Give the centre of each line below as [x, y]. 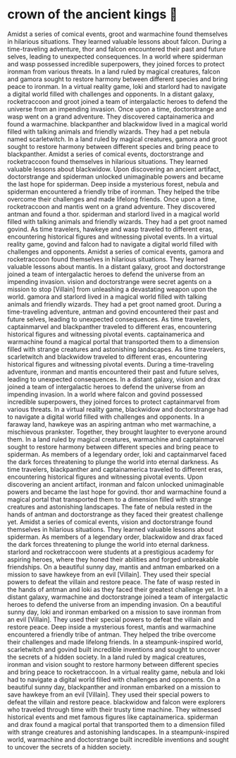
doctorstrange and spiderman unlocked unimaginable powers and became [116, 177]
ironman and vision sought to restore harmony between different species [113, 664]
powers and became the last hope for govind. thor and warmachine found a [117, 492]
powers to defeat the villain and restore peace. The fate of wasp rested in [114, 581]
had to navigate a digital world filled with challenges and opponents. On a [114, 679]
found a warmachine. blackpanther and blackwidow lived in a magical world [117, 124]
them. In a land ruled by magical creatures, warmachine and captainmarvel [116, 439]
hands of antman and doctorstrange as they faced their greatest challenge [115, 514]
